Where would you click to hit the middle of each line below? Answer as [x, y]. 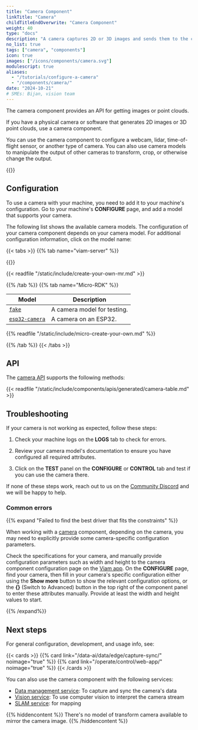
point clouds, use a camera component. [55, 128]
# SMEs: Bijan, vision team [41, 94]
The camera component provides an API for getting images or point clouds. [98, 110]
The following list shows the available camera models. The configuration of [97, 226]
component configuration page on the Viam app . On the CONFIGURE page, [98, 568]
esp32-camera [27, 319]
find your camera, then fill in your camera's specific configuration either [93, 575]
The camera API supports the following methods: [66, 377]
